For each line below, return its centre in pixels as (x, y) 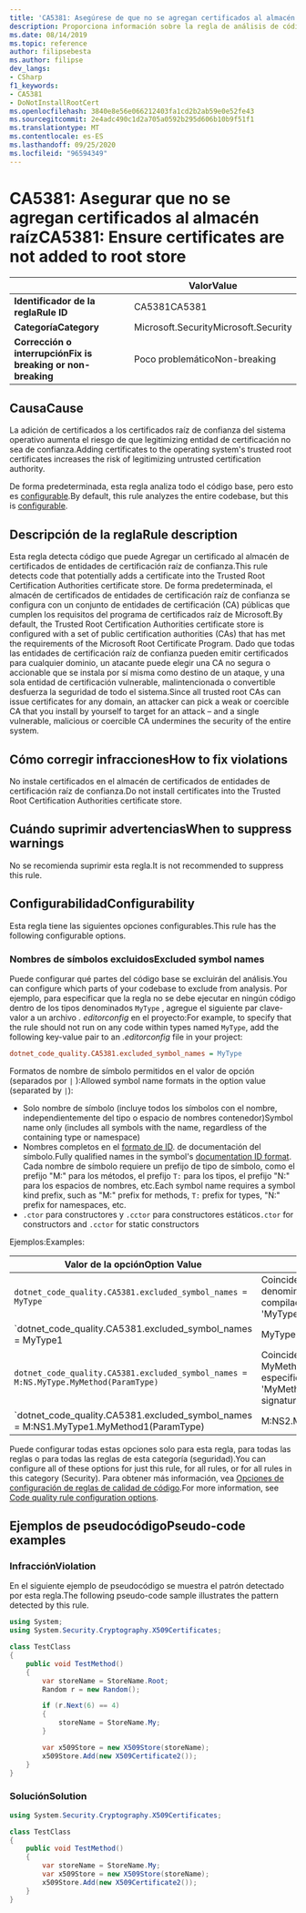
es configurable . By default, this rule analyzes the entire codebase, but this (149, 496)
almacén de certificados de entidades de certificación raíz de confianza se (150, 595)
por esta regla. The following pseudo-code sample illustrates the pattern (144, 1596)
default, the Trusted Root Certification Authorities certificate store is (137, 624)
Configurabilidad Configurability (102, 904)
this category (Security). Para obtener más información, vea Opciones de (147, 1478)
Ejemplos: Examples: (47, 1242)
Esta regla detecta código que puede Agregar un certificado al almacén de (149, 557)
